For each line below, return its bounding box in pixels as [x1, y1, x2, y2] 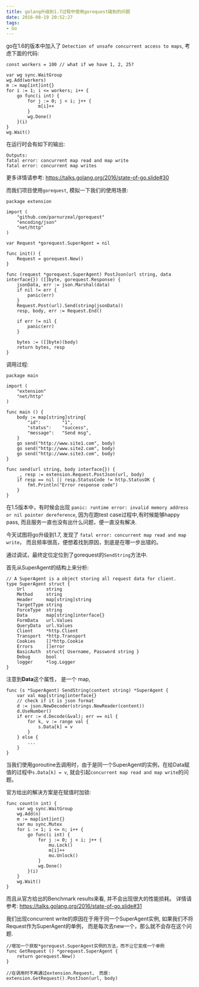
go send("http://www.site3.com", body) [17, 451, 116, 457]
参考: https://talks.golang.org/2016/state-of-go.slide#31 [6, 902, 143, 910]
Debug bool [17, 654, 58, 660]
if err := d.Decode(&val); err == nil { [17, 714, 118, 720]
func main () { [6, 409, 44, 416]
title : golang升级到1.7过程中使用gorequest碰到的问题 [6, 8, 131, 15]
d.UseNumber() [17, 708, 52, 714]
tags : [6, 20, 20, 26]
